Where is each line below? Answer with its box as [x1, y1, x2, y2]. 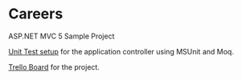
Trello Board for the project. [8, 62, 100, 72]
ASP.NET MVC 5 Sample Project [8, 31, 115, 41]
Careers [8, 5, 64, 23]
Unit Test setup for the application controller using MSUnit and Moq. [8, 46, 235, 56]
